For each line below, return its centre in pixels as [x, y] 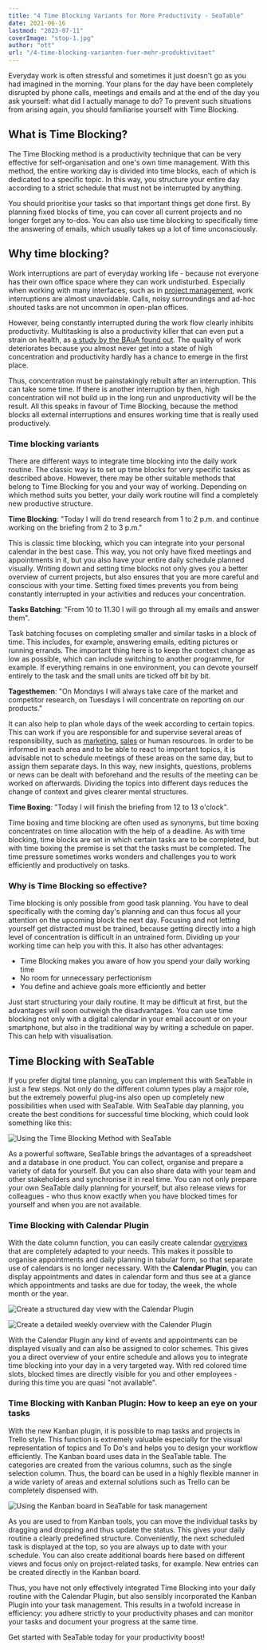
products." [26, 708]
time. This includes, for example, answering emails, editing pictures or [123, 642]
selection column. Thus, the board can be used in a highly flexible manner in [133, 1473]
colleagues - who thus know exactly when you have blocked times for [123, 1196]
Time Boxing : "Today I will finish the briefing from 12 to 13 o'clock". [118, 807]
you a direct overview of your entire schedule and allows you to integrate [128, 1357]
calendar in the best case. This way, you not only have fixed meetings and [130, 551]
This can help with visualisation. [61, 1036]
